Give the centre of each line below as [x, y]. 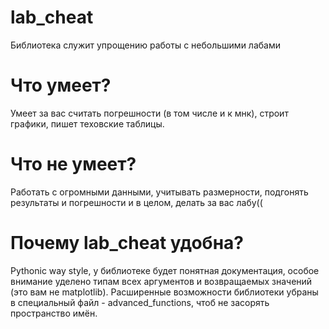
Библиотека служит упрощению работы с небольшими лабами [146, 45]
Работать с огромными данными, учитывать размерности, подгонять [159, 192]
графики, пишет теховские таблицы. [87, 123]
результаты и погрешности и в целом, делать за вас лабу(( [136, 202]
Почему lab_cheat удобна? [127, 243]
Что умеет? [61, 85]
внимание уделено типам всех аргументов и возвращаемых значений [161, 281]
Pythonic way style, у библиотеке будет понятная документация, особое [165, 270]
